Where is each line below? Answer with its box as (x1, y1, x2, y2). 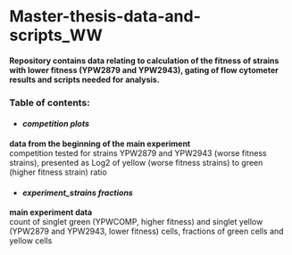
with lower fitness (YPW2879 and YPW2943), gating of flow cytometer (9, 64, 279, 75)
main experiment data (9, 207, 93, 218)
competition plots (21, 119, 90, 129)
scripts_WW (9, 25, 103, 45)
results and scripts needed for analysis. (9, 74, 161, 85)
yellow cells (9, 235, 53, 246)
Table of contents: (9, 96, 91, 109)
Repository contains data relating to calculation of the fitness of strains (9, 55, 279, 66)
